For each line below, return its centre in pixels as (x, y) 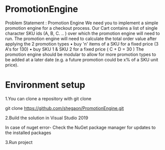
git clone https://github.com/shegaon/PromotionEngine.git (64, 108)
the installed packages (28, 133)
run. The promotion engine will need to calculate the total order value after (81, 39)
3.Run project (19, 142)
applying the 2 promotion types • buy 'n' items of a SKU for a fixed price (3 (82, 44)
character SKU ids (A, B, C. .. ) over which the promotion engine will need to (82, 33)
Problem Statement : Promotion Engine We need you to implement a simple (82, 23)
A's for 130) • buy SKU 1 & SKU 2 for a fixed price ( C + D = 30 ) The (75, 49)
